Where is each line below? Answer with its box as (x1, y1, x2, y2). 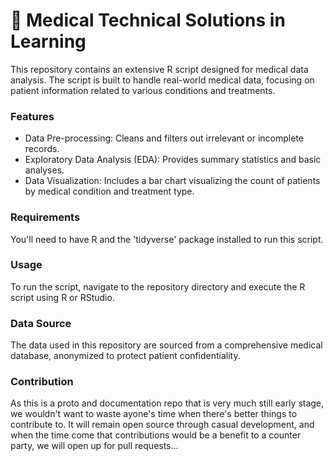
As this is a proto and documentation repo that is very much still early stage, (10, 397, 325, 409)
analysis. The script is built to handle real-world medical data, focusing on (10, 74, 315, 86)
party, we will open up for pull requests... (10, 440, 179, 452)
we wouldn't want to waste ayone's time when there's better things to (10, 408, 298, 420)
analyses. (24, 164, 65, 176)
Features (10, 109, 55, 123)
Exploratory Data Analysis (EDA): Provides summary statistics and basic (24, 154, 322, 166)
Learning (10, 30, 87, 53)
